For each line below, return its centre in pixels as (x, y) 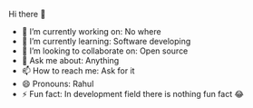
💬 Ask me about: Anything (70, 60)
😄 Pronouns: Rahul (58, 83)
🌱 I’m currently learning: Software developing (106, 41)
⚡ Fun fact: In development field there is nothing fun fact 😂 (132, 94)
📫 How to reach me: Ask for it (78, 71)
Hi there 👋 (27, 14)
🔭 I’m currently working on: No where (91, 31)
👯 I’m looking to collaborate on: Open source (105, 51)
